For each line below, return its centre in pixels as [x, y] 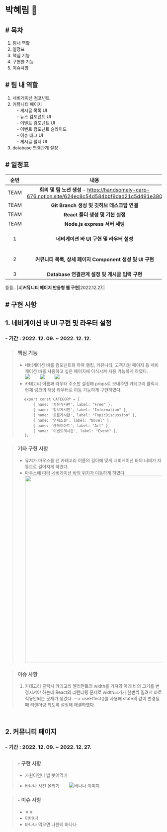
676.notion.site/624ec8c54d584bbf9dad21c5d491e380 [94, 196]
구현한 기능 [23, 62]
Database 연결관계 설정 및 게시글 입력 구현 [95, 274]
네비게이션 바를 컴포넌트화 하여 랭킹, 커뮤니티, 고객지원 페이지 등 [87, 365]
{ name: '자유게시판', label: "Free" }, [73, 404]
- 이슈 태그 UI [30, 135]
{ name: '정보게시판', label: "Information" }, [81, 410]
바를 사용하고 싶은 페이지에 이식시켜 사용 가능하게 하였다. [93, 371]
